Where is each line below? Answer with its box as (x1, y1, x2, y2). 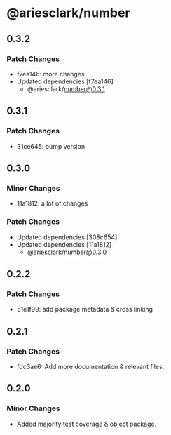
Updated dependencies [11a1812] (16, 240, 112, 248)
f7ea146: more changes (16, 69, 85, 78)
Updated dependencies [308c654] (16, 233, 118, 241)
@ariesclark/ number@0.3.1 (27, 84, 106, 93)
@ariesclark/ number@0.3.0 (27, 248, 107, 256)
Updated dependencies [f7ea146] (16, 77, 114, 86)
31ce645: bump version (16, 142, 85, 150)
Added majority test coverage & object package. (16, 420, 157, 428)
